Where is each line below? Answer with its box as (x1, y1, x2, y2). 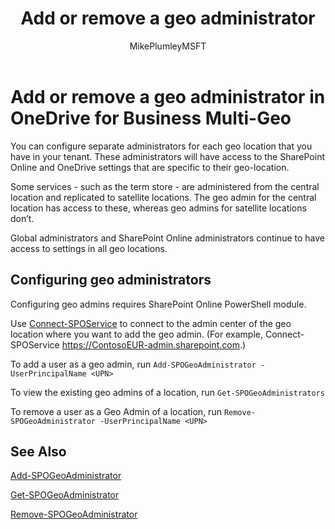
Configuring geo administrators (10, 272, 212, 289)
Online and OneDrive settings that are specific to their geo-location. (10, 161, 290, 173)
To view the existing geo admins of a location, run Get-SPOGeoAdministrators (10, 386, 325, 398)
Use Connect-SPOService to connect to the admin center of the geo (10, 317, 292, 329)
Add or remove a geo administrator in (10, 85, 326, 108)
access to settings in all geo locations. (10, 242, 168, 254)
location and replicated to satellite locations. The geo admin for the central (10, 191, 317, 203)
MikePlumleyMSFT (129, 40, 207, 52)
